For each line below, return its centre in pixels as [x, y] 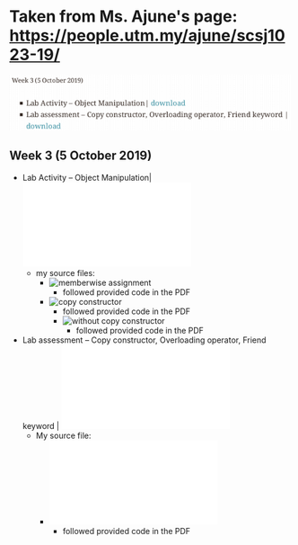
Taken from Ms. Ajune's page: [123, 17]
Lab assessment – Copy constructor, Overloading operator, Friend [144, 340]
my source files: [66, 272]
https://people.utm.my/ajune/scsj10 [147, 36]
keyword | [41, 425]
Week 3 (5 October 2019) [81, 156]
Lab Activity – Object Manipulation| [87, 177]
